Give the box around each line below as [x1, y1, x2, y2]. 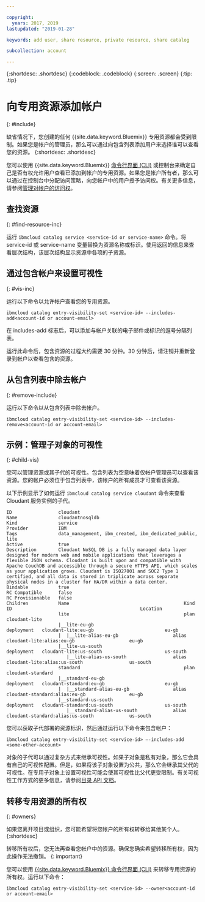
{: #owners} [6, 813, 37, 821]
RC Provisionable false [6, 595, 72, 601]
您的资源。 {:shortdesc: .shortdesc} [6, 148, 96, 156]
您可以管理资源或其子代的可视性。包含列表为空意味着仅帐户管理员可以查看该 [6, 469, 199, 476]
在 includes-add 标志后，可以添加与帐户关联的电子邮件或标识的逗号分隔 [6, 326, 187, 334]
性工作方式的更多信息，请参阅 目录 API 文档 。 [6, 776, 120, 784]
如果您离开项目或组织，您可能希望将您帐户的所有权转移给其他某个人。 [6, 825, 183, 833]
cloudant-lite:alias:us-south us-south [6, 660, 151, 666]
